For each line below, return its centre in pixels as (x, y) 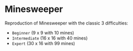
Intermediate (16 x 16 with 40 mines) (50, 38)
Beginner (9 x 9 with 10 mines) (43, 32)
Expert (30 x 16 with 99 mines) (43, 43)
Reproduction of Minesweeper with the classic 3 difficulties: (66, 23)
